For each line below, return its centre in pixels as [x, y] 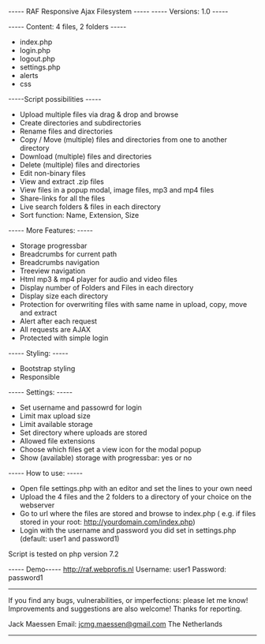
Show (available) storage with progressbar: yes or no [106, 458]
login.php [35, 50]
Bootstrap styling [47, 369]
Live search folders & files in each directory [90, 207]
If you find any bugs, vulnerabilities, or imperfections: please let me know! [128, 600]
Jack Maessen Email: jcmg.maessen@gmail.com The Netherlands [116, 624]
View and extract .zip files [62, 182]
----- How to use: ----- [45, 473]
